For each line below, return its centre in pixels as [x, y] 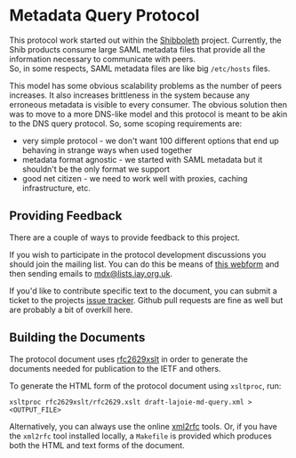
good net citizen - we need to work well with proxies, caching [135, 178]
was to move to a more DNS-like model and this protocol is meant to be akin [148, 114]
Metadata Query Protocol [104, 16]
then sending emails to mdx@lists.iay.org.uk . [91, 273]
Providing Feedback [66, 216]
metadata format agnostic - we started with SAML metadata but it [142, 159]
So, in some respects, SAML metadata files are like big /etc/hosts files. [140, 68]
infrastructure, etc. [56, 188]
